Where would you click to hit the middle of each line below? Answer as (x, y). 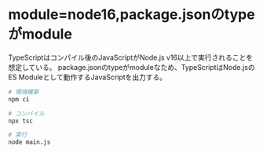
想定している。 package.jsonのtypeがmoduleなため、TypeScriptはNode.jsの (131, 67)
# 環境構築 (24, 92)
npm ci (19, 99)
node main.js (29, 142)
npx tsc (21, 121)
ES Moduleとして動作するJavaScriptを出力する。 (88, 77)
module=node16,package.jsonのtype (131, 15)
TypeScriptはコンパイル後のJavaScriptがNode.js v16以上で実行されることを (131, 57)
